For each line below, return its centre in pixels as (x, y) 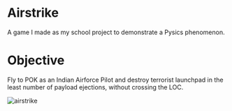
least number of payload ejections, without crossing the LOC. (95, 87)
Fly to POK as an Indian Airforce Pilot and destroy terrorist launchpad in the (115, 80)
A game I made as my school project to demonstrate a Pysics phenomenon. (116, 32)
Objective (36, 60)
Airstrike (33, 13)
